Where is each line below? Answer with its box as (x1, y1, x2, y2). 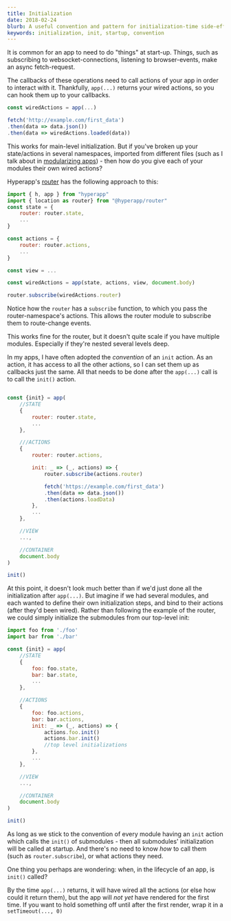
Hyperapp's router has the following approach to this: (7, 177, 159, 186)
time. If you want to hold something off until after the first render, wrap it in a (7, 901, 223, 909)
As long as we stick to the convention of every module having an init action (7, 830, 223, 838)
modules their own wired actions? (7, 164, 103, 172)
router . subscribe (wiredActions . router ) (7, 292, 122, 299)
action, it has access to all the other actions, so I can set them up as (7, 360, 199, 369)
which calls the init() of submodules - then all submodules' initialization (7, 838, 214, 845)
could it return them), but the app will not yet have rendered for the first (7, 893, 210, 901)
